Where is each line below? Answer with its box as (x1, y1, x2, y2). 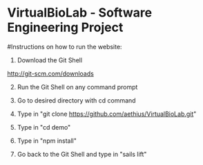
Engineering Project (7, 19, 124, 35)
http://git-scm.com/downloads (7, 69, 95, 78)
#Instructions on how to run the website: (7, 42, 122, 51)
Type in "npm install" (17, 137, 77, 145)
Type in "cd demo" (17, 123, 71, 131)
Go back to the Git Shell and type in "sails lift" (17, 150, 147, 158)
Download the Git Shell (17, 55, 83, 64)
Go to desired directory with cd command (17, 96, 136, 105)
